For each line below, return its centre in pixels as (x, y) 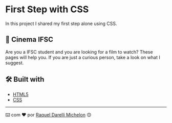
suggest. (15, 63)
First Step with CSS (47, 9)
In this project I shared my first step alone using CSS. (61, 23)
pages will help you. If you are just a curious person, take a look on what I (83, 57)
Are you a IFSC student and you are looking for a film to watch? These (79, 52)
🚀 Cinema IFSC (29, 40)
